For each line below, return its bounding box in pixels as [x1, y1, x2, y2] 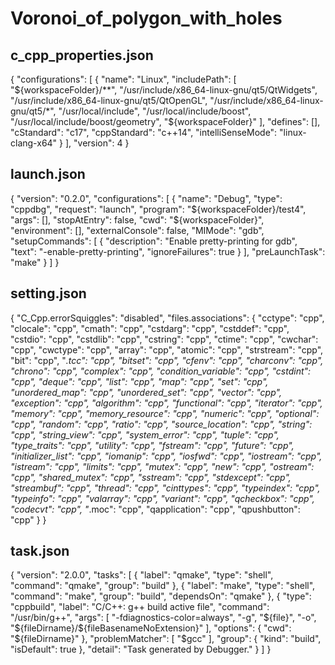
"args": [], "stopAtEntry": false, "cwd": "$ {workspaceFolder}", [10, 213, 265, 226]
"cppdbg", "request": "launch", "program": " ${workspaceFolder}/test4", [10, 203, 307, 215]
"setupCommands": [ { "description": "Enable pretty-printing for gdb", [10, 235, 298, 247]
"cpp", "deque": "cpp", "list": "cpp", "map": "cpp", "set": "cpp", [10, 375, 269, 387]
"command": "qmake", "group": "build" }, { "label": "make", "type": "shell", [10, 580, 316, 592]
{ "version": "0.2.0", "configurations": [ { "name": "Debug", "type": [10, 192, 283, 204]
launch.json [10, 166, 86, 183]
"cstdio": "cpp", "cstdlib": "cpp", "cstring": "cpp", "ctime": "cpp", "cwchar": [10, 333, 319, 345]
